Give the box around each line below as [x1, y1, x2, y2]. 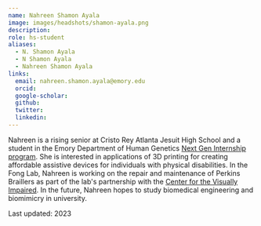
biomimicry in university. [8, 193, 88, 202]
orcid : [15, 84, 37, 93]
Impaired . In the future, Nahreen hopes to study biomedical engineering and [8, 185, 253, 195]
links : [8, 70, 30, 78]
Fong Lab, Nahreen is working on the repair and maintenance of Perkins [8, 168, 241, 177]
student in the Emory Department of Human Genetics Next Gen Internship [8, 143, 247, 153]
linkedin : [15, 114, 47, 122]
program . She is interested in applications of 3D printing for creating [8, 151, 229, 161]
